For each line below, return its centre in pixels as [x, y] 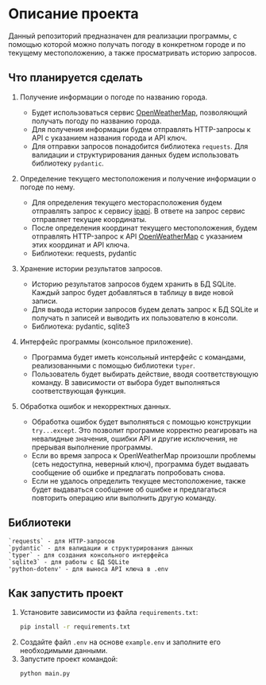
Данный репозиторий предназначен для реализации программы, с [123, 36]
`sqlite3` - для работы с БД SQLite [69, 562]
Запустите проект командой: [69, 659]
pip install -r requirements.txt [75, 627]
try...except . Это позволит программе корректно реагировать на [145, 430]
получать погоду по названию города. [96, 121]
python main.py [45, 674]
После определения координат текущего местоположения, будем [145, 228]
